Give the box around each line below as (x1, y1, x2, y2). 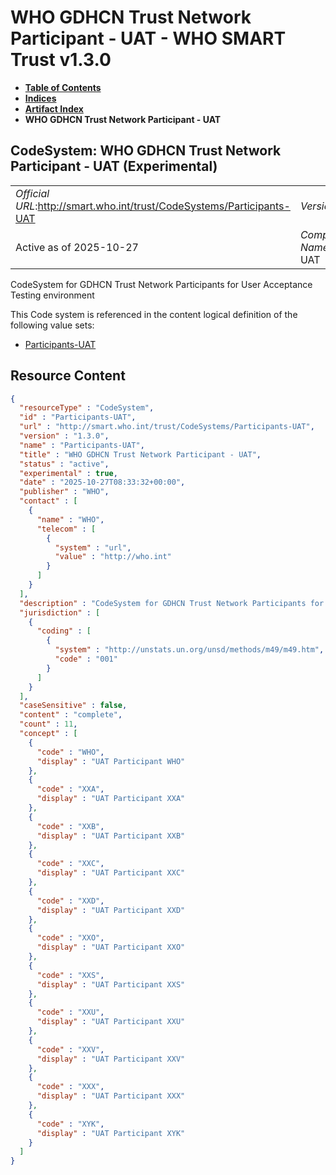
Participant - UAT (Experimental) (10, 158, 218, 175)
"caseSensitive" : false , (19, 701, 128, 711)
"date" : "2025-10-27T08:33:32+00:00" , (19, 477, 186, 488)
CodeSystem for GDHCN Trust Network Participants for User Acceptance (10, 278, 313, 290)
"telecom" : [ (36, 524, 97, 534)
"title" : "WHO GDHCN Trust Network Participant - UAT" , (19, 449, 262, 460)
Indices (24, 92, 57, 104)
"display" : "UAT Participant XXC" (36, 868, 186, 878)
